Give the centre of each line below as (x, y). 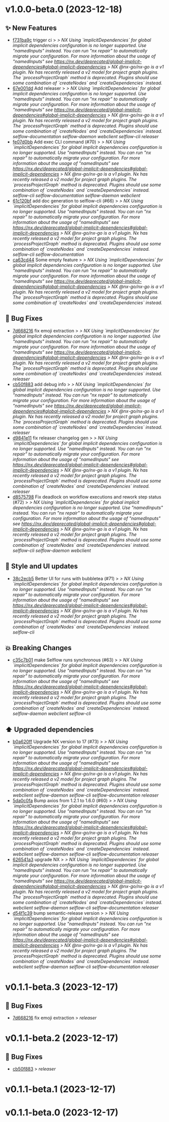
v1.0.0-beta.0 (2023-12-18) (64, 9)
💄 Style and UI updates (42, 566)
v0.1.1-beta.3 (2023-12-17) (62, 987)
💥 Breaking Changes (39, 648)
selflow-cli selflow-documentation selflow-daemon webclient (76, 195)
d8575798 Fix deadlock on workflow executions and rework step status (87, 497)
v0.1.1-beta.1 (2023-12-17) (61, 1089)
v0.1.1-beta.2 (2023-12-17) (62, 1038)
